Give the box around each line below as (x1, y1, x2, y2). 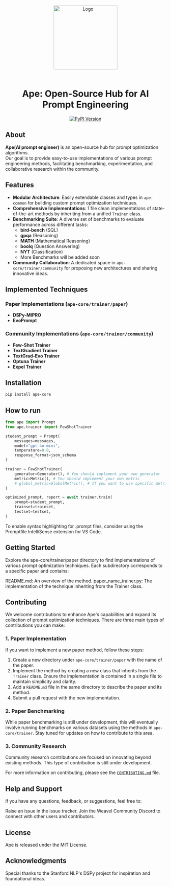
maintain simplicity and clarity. (12, 678, 76, 685)
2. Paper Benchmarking (5, 707, 65, 714)
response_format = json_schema (14, 452, 76, 458)
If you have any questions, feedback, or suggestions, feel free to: (5, 798, 142, 804)
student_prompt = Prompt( (5, 434, 60, 439)
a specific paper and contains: (5, 567, 69, 574)
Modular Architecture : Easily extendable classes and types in (12, 194, 143, 200)
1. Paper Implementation (5, 635, 67, 642)
